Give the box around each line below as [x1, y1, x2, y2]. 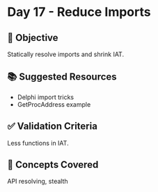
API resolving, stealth [7, 177, 68, 186]
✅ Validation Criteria [7, 121, 97, 132]
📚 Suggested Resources [7, 71, 117, 83]
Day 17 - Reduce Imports [7, 4, 151, 20]
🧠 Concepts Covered [7, 159, 99, 171]
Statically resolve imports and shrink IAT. [7, 50, 124, 58]
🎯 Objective [7, 32, 58, 44]
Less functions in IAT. [7, 139, 69, 147]
